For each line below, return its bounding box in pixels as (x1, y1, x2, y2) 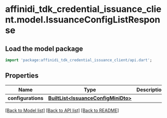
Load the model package (5, 44, 83, 53)
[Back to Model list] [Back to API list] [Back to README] (5, 107, 119, 113)
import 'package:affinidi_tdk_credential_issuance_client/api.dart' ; (5, 58, 153, 63)
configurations (7, 95, 44, 102)
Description (136, 86, 165, 93)
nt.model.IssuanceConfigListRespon (5, 14, 161, 25)
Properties (5, 71, 39, 80)
